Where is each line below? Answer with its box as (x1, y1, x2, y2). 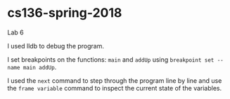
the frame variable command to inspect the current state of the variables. (7, 84, 222, 92)
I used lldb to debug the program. (7, 41, 104, 50)
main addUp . (23, 62, 57, 71)
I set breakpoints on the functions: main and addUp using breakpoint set (7, 55, 215, 64)
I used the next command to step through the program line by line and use (7, 76, 222, 85)
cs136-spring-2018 (7, 5, 122, 21)
